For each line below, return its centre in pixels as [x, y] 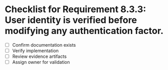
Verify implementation [35, 51]
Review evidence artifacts [39, 56]
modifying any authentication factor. [84, 31]
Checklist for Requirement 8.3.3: [76, 9]
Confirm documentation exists [44, 45]
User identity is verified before [71, 20]
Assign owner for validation [41, 62]
